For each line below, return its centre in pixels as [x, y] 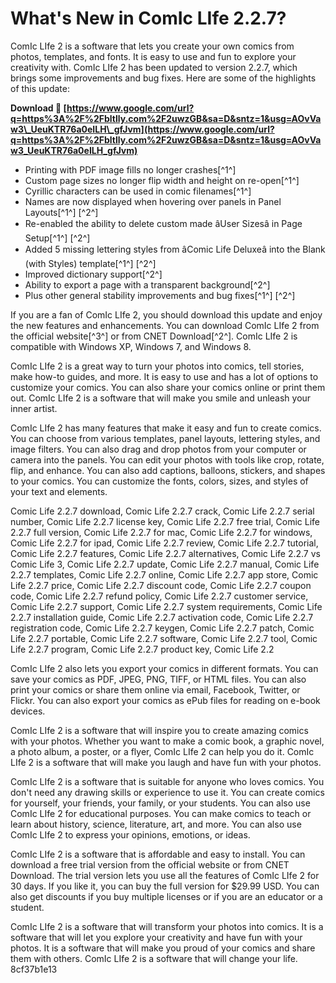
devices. [28, 711]
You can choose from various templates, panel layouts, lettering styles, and [165, 438]
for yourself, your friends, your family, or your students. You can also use [160, 803]
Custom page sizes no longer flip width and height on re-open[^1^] [162, 180]
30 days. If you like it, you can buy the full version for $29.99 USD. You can [165, 886]
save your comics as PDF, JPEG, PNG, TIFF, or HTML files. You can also [158, 679]
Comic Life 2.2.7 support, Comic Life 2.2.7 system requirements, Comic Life [166, 606]
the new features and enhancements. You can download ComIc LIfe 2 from [165, 325]
